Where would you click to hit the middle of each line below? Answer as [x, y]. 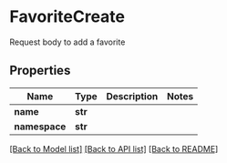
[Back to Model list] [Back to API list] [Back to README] [114, 148]
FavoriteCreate [67, 17]
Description [132, 96]
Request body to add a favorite [67, 42]
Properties [40, 71]
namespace [40, 127]
